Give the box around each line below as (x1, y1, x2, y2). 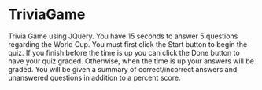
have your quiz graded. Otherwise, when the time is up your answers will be (8, 56, 254, 66)
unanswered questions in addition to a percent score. (8, 73, 181, 82)
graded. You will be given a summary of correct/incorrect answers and (8, 64, 238, 74)
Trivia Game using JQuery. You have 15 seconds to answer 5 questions (8, 31, 238, 41)
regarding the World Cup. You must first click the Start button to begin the (8, 39, 248, 49)
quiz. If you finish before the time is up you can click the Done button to (8, 48, 240, 57)
